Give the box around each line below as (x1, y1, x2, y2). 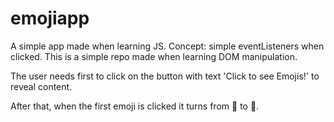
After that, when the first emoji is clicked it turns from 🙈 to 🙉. (10, 100, 260, 112)
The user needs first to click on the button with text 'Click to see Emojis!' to (10, 70, 320, 82)
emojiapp (10, 7, 90, 30)
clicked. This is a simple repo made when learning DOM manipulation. (10, 50, 298, 62)
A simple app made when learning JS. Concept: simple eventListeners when (10, 40, 325, 52)
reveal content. (10, 80, 73, 92)
